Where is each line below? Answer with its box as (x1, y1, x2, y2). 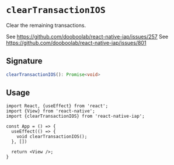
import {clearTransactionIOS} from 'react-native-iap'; (6, 113, 145, 120)
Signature (6, 56, 43, 66)
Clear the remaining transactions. (6, 22, 86, 29)
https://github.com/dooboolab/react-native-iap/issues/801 (6, 39, 147, 46)
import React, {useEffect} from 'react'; (6, 103, 109, 109)
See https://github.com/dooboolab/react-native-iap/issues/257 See (6, 33, 168, 40)
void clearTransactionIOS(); (16, 134, 88, 140)
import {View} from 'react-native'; (6, 108, 95, 114)
